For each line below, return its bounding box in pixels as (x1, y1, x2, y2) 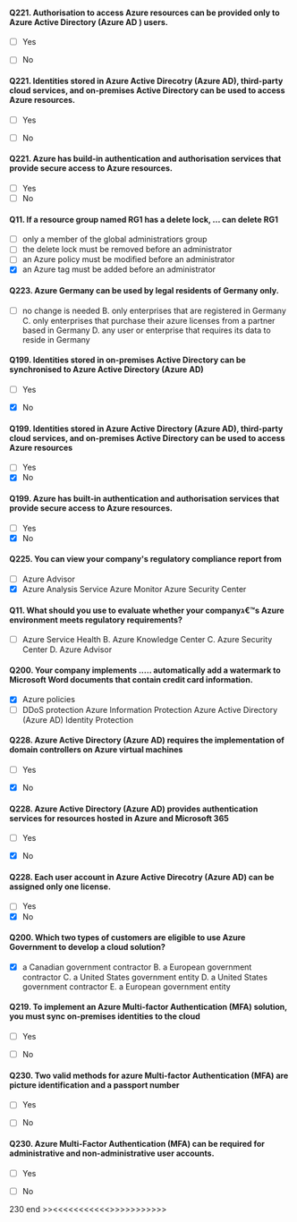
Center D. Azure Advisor (21, 644, 113, 655)
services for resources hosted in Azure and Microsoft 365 (9, 812, 230, 823)
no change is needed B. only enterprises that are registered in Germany (21, 305, 286, 316)
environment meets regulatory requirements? (9, 614, 183, 625)
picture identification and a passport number (9, 1079, 180, 1090)
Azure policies (21, 694, 76, 705)
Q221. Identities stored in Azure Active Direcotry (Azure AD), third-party (9, 75, 284, 86)
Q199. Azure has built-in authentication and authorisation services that (9, 493, 280, 504)
